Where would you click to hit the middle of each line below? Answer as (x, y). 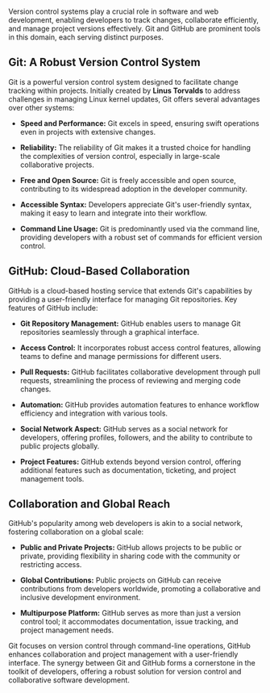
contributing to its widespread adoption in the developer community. (134, 189)
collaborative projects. (57, 165)
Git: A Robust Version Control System (104, 63)
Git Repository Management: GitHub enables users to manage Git (130, 324)
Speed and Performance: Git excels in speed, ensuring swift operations (139, 123)
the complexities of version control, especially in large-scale (120, 156)
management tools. (52, 478)
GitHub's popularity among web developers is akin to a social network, (126, 524)
